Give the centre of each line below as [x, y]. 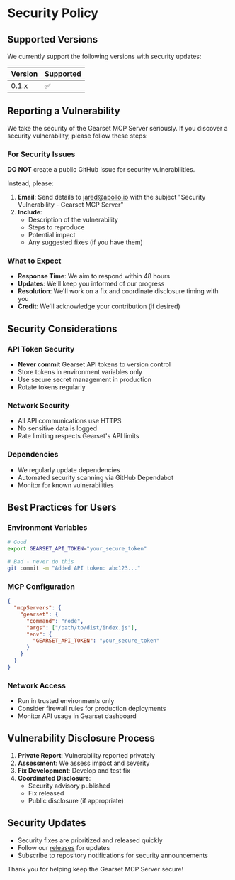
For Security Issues [41, 154]
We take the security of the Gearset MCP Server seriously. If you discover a [117, 128]
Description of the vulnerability [73, 220]
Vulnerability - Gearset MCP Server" [70, 205]
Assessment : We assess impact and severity [84, 763]
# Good [17, 542]
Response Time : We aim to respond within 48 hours [94, 276]
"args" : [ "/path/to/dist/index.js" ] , [82, 628]
